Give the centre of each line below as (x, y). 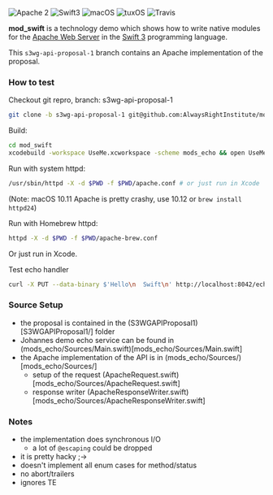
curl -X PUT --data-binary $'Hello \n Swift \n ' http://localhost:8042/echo (139, 284)
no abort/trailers (47, 474)
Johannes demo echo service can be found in (97, 340)
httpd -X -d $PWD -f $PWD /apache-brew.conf (83, 238)
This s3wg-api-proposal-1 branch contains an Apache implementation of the (136, 52)
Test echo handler (39, 269)
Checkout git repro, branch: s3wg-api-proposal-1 (91, 100)
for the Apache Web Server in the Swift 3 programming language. (118, 37)
